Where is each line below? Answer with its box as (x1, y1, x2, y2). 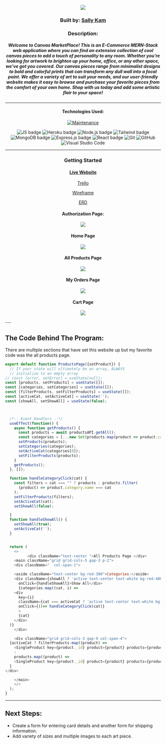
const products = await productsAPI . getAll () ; (18, 430, 116, 435)
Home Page (71, 233, 95, 239)
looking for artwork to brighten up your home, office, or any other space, (6, 58, 160, 64)
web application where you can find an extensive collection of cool (12, 48, 154, 54)
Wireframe (72, 190, 94, 196)
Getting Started (64, 157, 102, 164)
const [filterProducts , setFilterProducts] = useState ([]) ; (5, 389, 132, 394)
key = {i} (18, 595, 35, 600)
